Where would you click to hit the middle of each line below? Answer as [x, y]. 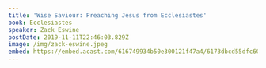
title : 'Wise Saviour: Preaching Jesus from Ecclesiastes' [108, 15]
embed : [19, 52]
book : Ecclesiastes [40, 23]
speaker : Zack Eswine [44, 30]
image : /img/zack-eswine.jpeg [58, 45]
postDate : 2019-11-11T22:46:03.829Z [68, 37]
